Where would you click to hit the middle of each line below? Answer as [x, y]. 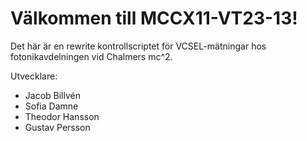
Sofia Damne [51, 106]
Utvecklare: [34, 76]
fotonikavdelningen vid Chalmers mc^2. [91, 56]
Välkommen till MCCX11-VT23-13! [154, 18]
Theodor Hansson [62, 116]
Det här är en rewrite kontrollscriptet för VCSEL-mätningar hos [138, 46]
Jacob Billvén [52, 95]
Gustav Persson [57, 127]
